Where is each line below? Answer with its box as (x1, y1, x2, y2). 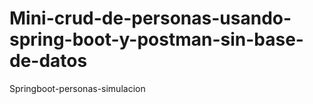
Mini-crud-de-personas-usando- (9, 7, 292, 30)
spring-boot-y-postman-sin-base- (9, 28, 304, 51)
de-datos (9, 50, 88, 72)
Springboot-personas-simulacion (9, 82, 146, 94)
